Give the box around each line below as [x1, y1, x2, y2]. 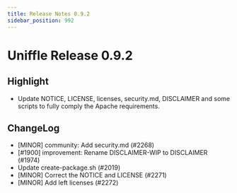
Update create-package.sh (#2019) [17, 163, 121, 172]
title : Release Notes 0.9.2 [7, 10, 91, 18]
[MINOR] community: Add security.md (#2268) [17, 141, 154, 149]
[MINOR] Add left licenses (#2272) [17, 178, 119, 187]
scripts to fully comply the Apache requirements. [17, 102, 161, 110]
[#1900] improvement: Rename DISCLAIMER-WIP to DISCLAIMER [17, 148, 208, 157]
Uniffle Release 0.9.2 [7, 47, 133, 64]
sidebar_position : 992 [7, 17, 74, 24]
